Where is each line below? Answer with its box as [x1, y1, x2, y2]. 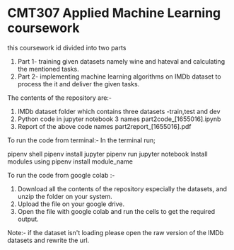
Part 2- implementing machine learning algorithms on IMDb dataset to [17, 72, 221, 81]
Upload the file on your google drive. [17, 200, 125, 208]
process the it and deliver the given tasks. [17, 79, 140, 88]
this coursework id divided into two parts [7, 43, 127, 52]
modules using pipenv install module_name [7, 157, 133, 166]
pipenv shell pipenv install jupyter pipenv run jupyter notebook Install [7, 149, 208, 158]
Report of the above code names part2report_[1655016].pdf [17, 122, 192, 130]
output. [17, 215, 39, 223]
